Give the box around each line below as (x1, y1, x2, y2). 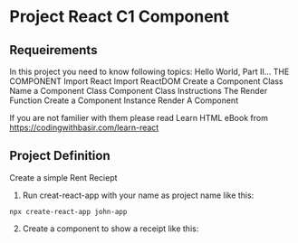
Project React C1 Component (9, 6, 229, 27)
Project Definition (9, 148, 111, 164)
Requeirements (9, 42, 98, 58)
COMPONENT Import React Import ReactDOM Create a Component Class (9, 76, 284, 87)
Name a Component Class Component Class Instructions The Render (9, 86, 268, 96)
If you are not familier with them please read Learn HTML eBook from (9, 113, 269, 123)
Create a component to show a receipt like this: (22, 223, 199, 234)
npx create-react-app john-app (9, 207, 128, 216)
